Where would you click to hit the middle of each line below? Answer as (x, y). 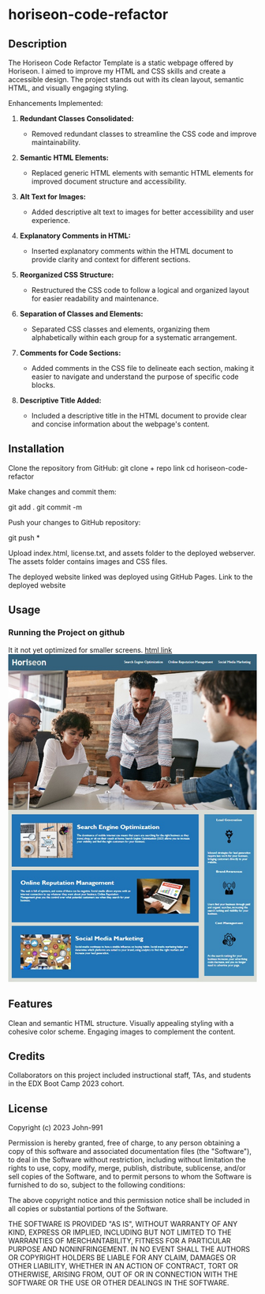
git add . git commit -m (45, 507)
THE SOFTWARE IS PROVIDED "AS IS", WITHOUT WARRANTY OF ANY (123, 1224)
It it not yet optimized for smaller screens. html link (90, 649)
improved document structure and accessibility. (109, 181)
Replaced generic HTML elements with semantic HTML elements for (142, 173)
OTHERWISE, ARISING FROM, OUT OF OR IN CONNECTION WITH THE (123, 1274)
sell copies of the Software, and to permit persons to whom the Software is (130, 1177)
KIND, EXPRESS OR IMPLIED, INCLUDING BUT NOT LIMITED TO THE (120, 1232)
